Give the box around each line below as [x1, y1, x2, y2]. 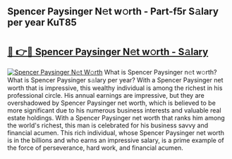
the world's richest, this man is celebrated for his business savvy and [7, 121, 209, 129]
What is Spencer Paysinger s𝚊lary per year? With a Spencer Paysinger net [7, 76, 224, 84]
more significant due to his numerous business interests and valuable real [7, 106, 221, 115]
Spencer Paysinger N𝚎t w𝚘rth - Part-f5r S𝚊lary [7, 6, 219, 18]
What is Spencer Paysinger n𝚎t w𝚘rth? [104, 68, 217, 76]
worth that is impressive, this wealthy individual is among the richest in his [7, 84, 223, 92]
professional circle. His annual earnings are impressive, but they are [7, 91, 204, 99]
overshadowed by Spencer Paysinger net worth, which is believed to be [7, 98, 216, 107]
